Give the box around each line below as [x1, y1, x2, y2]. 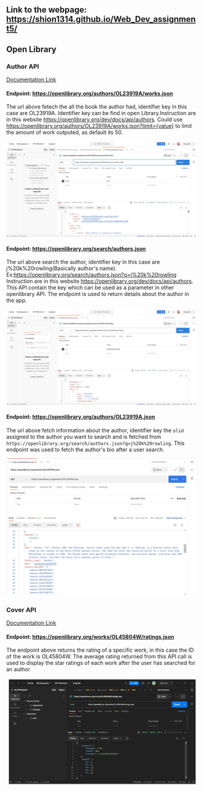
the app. [6, 297, 27, 304]
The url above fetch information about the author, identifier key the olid [6, 426, 184, 433]
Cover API [6, 605, 37, 614]
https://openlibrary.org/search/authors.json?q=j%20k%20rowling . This [6, 440, 185, 447]
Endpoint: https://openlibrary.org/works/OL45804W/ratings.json [6, 633, 174, 640]
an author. [6, 666, 31, 673]
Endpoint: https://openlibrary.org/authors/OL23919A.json [6, 413, 156, 420]
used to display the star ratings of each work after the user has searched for [6, 660, 196, 667]
